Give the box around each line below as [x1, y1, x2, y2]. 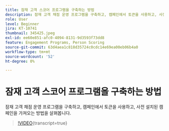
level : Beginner [5, 21, 39, 27]
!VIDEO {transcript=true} [17, 120, 68, 126]
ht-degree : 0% [5, 59, 35, 64]
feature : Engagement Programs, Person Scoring [5, 40, 105, 45]
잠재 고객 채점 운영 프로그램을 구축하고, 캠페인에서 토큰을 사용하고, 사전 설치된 [5, 104, 158, 110]
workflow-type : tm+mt [5, 49, 51, 54]
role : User [5, 17, 28, 22]
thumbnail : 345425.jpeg [5, 31, 55, 36]
